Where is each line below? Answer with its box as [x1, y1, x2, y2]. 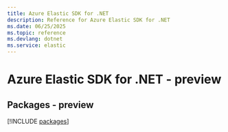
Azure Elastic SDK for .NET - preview [7, 71, 222, 87]
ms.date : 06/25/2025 [7, 23, 67, 30]
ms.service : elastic [7, 42, 67, 49]
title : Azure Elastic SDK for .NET [7, 10, 109, 17]
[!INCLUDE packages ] [7, 118, 69, 125]
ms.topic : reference [7, 29, 67, 36]
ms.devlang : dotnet [7, 36, 63, 43]
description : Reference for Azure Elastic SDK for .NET [7, 16, 170, 23]
